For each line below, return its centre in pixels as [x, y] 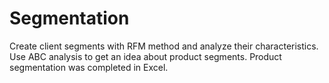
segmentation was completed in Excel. [89, 67]
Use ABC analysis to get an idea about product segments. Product [145, 56]
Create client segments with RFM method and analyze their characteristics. [164, 46]
